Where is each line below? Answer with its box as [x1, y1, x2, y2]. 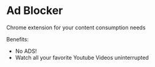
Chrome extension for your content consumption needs [6, 24, 146, 31]
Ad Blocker [6, 4, 63, 18]
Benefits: [6, 35, 29, 43]
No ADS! [15, 47, 37, 55]
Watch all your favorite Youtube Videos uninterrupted [15, 54, 150, 61]
